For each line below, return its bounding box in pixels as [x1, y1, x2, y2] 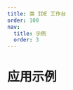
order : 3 [13, 37, 39, 44]
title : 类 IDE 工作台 [7, 10, 67, 18]
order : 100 [7, 17, 39, 24]
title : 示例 [13, 30, 47, 37]
